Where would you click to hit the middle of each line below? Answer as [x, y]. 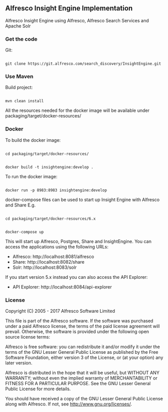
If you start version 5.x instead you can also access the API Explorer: [76, 277]
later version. [19, 363]
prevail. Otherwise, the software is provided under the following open [77, 332]
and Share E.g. [20, 205]
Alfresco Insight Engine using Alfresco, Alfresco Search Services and [77, 20]
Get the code [21, 39]
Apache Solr [18, 26]
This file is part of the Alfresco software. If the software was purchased [79, 321]
